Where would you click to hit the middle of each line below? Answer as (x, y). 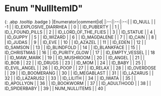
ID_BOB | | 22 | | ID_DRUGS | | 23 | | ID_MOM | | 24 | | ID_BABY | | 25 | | (75, 63)
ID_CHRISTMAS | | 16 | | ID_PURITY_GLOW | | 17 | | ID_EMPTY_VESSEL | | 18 (80, 52)
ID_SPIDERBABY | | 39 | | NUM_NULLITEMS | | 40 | (55, 88)
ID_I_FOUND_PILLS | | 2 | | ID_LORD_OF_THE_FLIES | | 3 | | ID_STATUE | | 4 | (80, 32)
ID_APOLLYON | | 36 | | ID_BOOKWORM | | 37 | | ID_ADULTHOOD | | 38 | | (78, 83)
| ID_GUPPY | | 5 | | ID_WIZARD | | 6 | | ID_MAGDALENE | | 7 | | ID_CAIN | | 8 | (80, 37)
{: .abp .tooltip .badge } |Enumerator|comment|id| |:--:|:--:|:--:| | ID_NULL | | (80, 22)
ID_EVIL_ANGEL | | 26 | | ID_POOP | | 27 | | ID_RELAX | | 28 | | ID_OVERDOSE (80, 68)
